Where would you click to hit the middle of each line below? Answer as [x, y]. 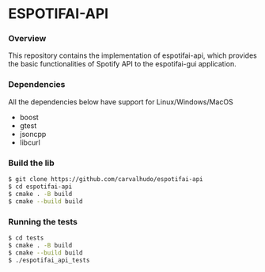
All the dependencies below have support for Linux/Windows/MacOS [121, 102]
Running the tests [43, 221]
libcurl [30, 142]
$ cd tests [26, 238]
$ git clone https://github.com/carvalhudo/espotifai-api [106, 179]
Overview [27, 39]
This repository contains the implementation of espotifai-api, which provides [132, 55]
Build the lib [32, 163]
